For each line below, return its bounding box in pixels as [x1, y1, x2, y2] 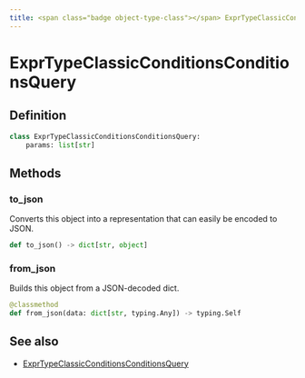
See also [9, 333, 59, 350]
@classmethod [9, 301, 59, 310]
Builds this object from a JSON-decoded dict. [9, 283, 180, 293]
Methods [9, 165, 62, 181]
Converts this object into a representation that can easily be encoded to [9, 214, 278, 224]
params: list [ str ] [25, 140, 95, 150]
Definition [9, 108, 66, 124]
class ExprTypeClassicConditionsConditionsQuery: [9, 132, 202, 141]
